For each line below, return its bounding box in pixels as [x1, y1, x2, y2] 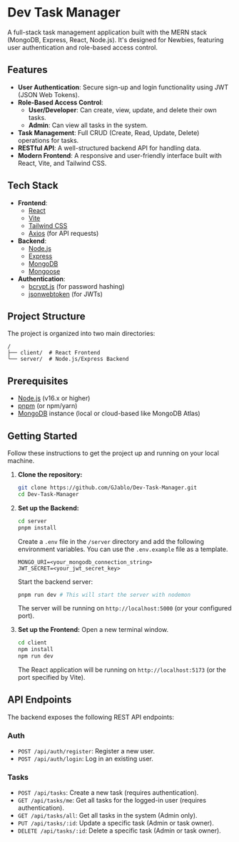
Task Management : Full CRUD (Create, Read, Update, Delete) [17, 128, 200, 137]
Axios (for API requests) [28, 229, 99, 237]
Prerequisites [7, 375, 68, 387]
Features [7, 64, 48, 76]
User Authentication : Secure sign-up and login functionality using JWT [17, 83, 229, 91]
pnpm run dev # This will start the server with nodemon [17, 591, 191, 598]
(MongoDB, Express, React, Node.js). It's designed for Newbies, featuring [7, 35, 224, 44]
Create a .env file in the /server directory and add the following [17, 537, 205, 545]
